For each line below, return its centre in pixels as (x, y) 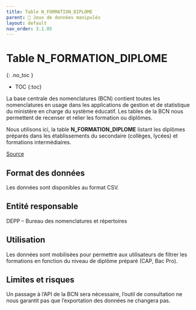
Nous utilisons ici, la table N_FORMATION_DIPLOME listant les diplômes (96, 130)
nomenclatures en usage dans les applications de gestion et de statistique (98, 105)
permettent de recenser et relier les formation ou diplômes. (79, 118)
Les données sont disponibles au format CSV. (63, 187)
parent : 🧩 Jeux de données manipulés (54, 17)
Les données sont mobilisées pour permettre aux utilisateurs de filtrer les (97, 255)
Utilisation (26, 240)
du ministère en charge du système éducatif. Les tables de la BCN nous (95, 112)
